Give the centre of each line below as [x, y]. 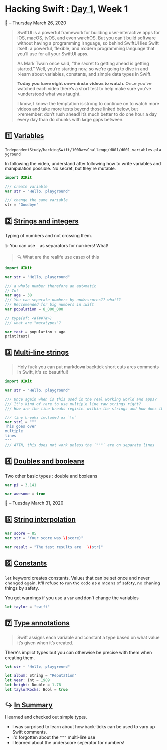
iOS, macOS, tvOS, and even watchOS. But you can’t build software [86, 38]
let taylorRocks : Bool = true [37, 689]
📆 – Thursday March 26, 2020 [36, 23]
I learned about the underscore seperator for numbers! [68, 743]
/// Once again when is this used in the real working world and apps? [81, 399]
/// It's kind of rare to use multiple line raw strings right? [73, 404]
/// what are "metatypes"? [33, 323]
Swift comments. [30, 732]
